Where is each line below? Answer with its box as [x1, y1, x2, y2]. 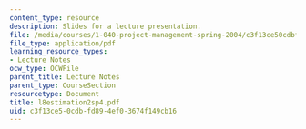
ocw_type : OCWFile [9, 64, 79, 74]
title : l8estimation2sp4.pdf [9, 97, 120, 107]
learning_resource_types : [9, 47, 107, 56]
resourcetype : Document [9, 89, 100, 98]
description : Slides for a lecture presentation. [9, 22, 202, 31]
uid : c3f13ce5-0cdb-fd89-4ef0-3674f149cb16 [9, 106, 178, 115]
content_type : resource [9, 13, 100, 23]
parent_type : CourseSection [9, 81, 117, 90]
